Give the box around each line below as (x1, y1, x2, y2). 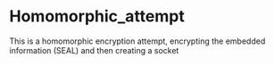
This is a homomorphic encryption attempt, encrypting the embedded (9, 36, 266, 46)
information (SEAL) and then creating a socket (9, 45, 179, 55)
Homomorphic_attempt (9, 6, 185, 27)
